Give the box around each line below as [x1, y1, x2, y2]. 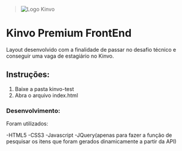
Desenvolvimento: [6, 106, 61, 115]
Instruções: [6, 70, 50, 80]
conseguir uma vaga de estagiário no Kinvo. [6, 52, 114, 59]
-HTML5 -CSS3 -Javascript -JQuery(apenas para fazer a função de [6, 131, 172, 139]
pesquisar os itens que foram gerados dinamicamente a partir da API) [6, 138, 177, 145]
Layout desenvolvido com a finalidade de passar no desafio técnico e [6, 46, 177, 53]
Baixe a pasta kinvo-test [14, 85, 74, 92]
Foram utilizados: [6, 120, 49, 127]
